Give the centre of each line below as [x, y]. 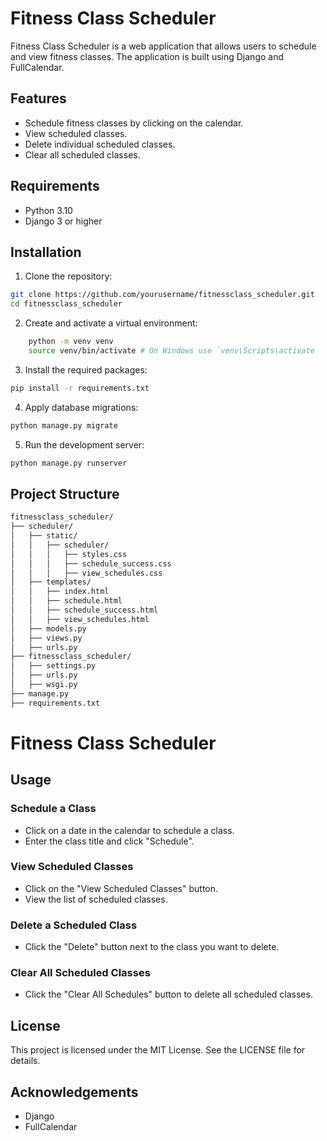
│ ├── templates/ [51, 582]
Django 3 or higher [63, 221]
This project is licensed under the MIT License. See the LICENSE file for [158, 1050]
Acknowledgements [74, 1092]
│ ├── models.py [48, 628]
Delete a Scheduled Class [74, 925]
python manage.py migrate [64, 425]
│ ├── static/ [44, 536]
